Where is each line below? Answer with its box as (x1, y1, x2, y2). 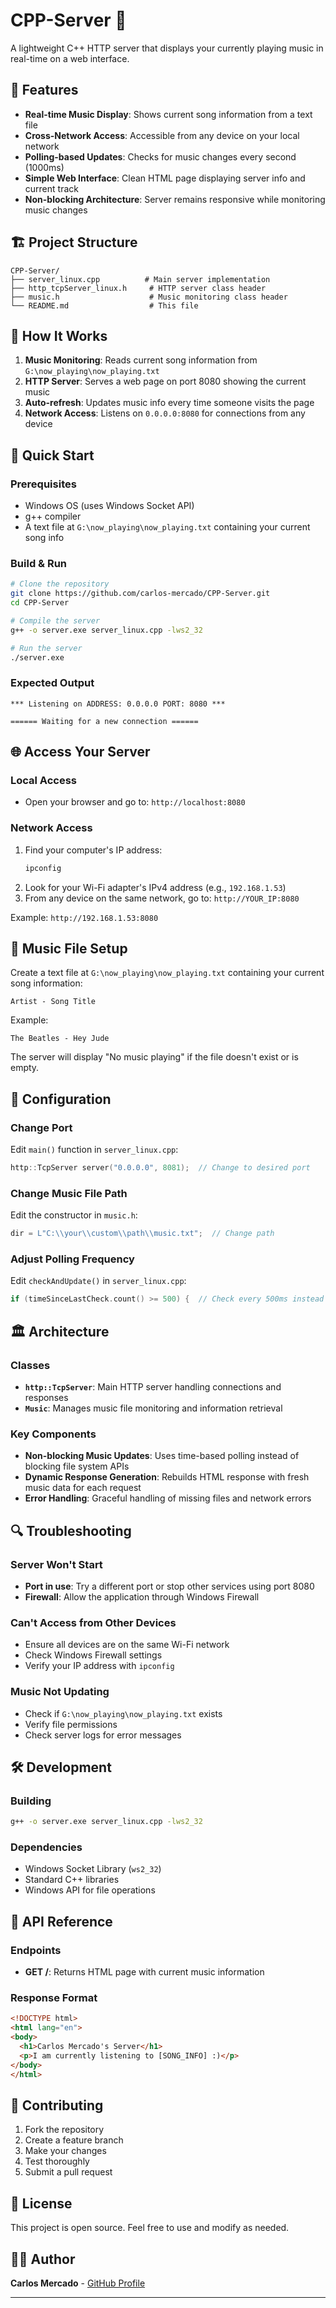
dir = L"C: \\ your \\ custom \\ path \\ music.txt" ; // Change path (10, 1229, 275, 1239)
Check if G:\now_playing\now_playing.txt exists (24, 1707, 223, 1719)
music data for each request (24, 1482, 142, 1494)
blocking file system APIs (24, 1460, 130, 1473)
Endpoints (10, 1943, 62, 1957)
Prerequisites (10, 477, 77, 491)
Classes (10, 1358, 51, 1372)
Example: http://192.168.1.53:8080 (10, 911, 159, 923)
